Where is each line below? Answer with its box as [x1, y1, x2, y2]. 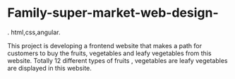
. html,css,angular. [7, 28, 61, 36]
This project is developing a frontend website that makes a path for [7, 41, 203, 50]
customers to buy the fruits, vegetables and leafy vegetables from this [7, 49, 212, 57]
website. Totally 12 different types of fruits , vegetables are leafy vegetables [7, 56, 228, 64]
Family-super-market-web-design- [7, 5, 219, 21]
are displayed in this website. [7, 64, 92, 72]
